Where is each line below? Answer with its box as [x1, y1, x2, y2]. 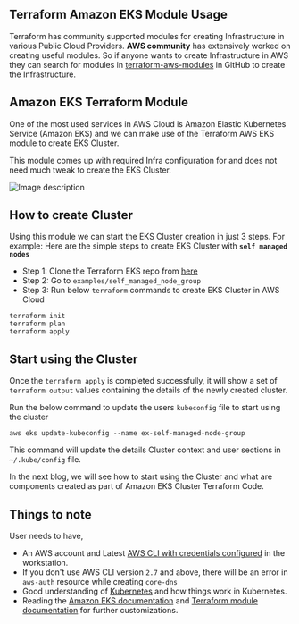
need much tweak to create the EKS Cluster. [9, 164, 172, 175]
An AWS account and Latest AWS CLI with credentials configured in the [21, 548, 286, 559]
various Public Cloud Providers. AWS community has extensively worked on [9, 40, 291, 51]
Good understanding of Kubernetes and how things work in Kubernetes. [21, 586, 287, 597]
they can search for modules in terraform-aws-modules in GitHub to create [9, 59, 286, 70]
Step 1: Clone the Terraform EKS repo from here [21, 266, 198, 276]
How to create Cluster [9, 207, 134, 223]
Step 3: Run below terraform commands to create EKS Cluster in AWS [21, 285, 280, 296]
